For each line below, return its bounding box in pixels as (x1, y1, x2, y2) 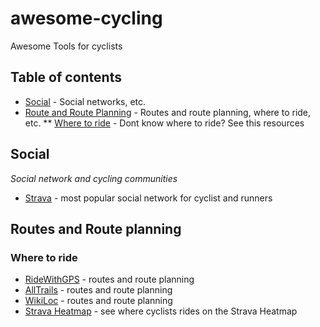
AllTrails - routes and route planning (24, 284, 173, 296)
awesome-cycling (10, 7, 163, 30)
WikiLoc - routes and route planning (24, 295, 173, 307)
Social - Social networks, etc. (24, 95, 147, 107)
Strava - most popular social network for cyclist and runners (24, 192, 273, 204)
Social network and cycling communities (10, 172, 178, 184)
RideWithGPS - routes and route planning (24, 273, 195, 286)
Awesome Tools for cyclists (10, 40, 123, 52)
